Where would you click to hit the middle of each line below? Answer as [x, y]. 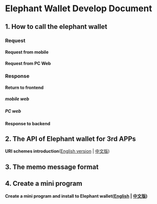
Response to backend [28, 123]
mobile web [17, 99]
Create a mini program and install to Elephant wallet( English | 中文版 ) [76, 196]
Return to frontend [25, 88]
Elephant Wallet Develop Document [78, 9]
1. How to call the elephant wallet [56, 27]
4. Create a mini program [44, 184]
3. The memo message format [52, 167]
